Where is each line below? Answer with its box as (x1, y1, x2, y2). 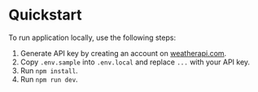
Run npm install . (20, 65, 79, 75)
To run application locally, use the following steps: (8, 33, 177, 42)
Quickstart (8, 6, 83, 24)
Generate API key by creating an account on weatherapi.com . (20, 48, 227, 58)
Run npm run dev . (20, 74, 79, 84)
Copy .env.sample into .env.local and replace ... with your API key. (20, 57, 251, 67)
